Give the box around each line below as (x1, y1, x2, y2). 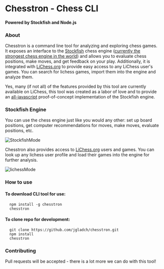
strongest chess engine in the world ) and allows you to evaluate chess (5, 53, 146, 59)
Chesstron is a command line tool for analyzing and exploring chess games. (5, 43, 158, 49)
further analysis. (5, 157, 38, 163)
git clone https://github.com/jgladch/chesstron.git (9, 227, 119, 232)
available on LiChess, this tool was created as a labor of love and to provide (5, 89, 157, 95)
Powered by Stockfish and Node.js (5, 19, 77, 25)
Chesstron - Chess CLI (5, 3, 99, 14)
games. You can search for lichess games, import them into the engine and (5, 69, 156, 75)
